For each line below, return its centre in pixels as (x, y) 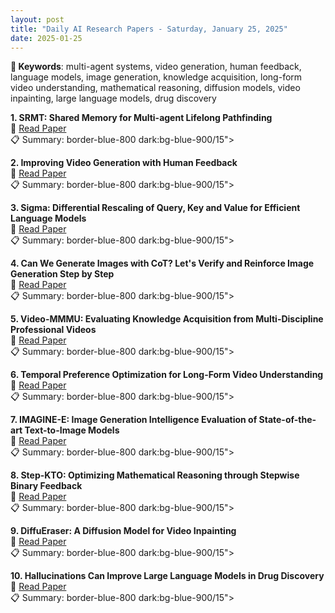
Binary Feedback (46, 486)
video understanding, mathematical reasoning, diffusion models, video (155, 88)
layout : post (37, 19)
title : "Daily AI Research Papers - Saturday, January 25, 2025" (149, 29)
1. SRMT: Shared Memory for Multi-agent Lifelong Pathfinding (141, 118)
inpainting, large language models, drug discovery (113, 98)
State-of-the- (287, 420)
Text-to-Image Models (72, 430)
